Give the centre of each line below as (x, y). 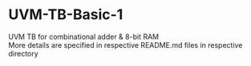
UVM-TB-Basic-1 (66, 15)
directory (23, 53)
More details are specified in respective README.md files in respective (125, 45)
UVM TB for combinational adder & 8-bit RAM (83, 37)
